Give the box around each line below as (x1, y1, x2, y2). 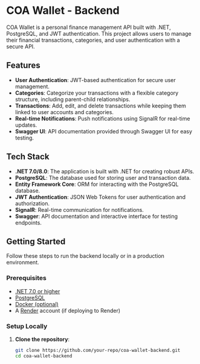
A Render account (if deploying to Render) (15, 307, 121, 314)
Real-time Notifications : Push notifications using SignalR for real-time (15, 115, 190, 122)
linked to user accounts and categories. (15, 108, 114, 115)
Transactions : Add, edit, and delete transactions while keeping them (15, 102, 186, 109)
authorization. (15, 200, 50, 207)
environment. (6, 259, 39, 266)
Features (6, 60, 40, 71)
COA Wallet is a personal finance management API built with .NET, (6, 24, 171, 31)
